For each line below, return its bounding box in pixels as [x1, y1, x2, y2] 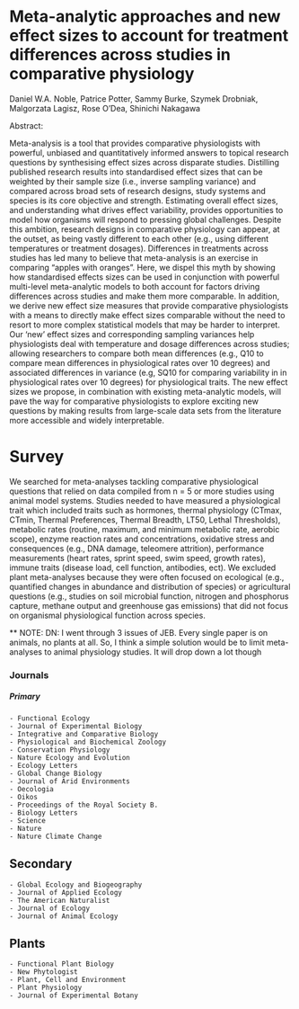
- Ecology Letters [9, 761, 78, 770]
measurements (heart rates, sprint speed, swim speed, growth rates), [9, 552, 267, 563]
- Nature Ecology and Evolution [9, 753, 130, 762]
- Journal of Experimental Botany [9, 991, 139, 1000]
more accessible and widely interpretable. [9, 415, 164, 425]
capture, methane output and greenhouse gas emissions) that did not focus [9, 600, 289, 611]
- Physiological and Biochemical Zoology [9, 737, 167, 746]
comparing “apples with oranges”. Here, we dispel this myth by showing [9, 262, 276, 272]
